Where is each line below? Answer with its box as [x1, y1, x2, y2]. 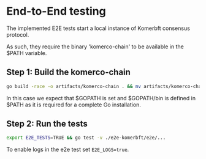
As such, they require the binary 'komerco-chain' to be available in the [6, 43, 184, 50]
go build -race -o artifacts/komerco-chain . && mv [6, 83, 141, 89]
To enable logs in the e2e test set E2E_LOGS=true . [6, 146, 129, 153]
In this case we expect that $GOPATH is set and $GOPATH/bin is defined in [6, 94, 196, 102]
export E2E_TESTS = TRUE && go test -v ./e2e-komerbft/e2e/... [6, 135, 166, 141]
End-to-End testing [6, 4, 106, 18]
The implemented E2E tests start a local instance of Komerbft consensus [6, 24, 190, 32]
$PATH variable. [6, 49, 47, 56]
